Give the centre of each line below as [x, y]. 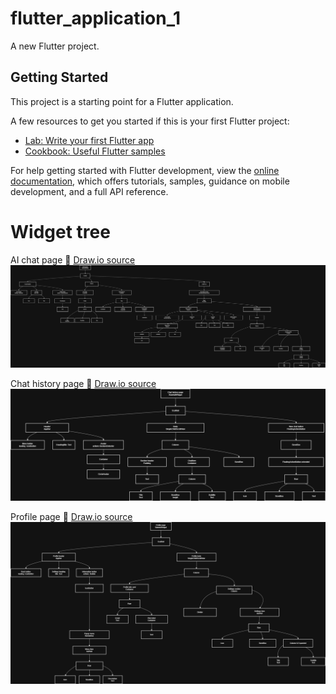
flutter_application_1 [96, 18]
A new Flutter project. [55, 46]
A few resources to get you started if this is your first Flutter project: [150, 121]
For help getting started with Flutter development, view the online [145, 170]
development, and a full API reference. [89, 191]
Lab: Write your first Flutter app [89, 140]
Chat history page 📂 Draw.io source [83, 383]
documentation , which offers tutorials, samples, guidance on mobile [150, 181]
